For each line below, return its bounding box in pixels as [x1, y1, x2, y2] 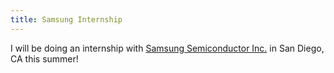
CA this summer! [10, 52, 79, 65]
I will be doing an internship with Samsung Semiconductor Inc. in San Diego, [10, 42, 325, 54]
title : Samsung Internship [10, 14, 123, 25]
